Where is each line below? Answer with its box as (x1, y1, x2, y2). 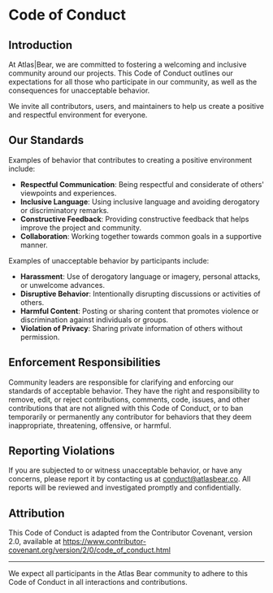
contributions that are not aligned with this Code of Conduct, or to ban (8, 403, 244, 412)
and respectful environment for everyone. (8, 110, 148, 120)
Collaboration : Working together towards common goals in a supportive (19, 231, 262, 241)
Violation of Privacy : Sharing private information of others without (19, 323, 243, 333)
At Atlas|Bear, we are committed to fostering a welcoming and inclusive (8, 59, 247, 69)
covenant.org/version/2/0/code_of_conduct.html (8, 545, 171, 555)
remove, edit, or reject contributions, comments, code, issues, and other (8, 395, 250, 404)
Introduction (8, 38, 73, 52)
